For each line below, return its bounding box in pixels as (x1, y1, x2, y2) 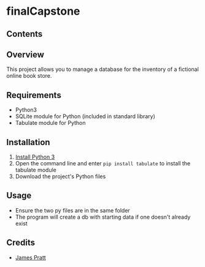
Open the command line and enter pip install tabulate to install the (15, 160, 191, 167)
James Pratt (15, 254, 46, 261)
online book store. (6, 72, 52, 80)
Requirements (6, 90, 61, 100)
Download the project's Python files (15, 173, 106, 180)
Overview (6, 49, 45, 59)
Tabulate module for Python (15, 119, 86, 127)
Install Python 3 (15, 153, 55, 160)
